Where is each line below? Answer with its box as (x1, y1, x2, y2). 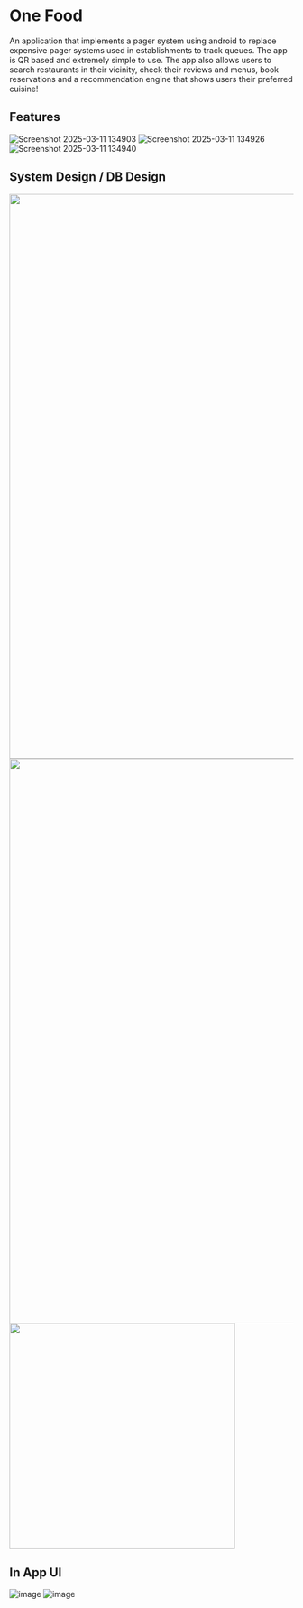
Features (9, 109, 60, 125)
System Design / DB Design (9, 169, 167, 185)
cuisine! (9, 83, 39, 94)
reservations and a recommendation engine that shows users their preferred (9, 73, 293, 84)
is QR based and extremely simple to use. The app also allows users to (9, 54, 272, 65)
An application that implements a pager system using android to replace (9, 35, 277, 46)
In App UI (9, 1565, 62, 1580)
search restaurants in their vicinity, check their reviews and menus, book (9, 64, 280, 75)
